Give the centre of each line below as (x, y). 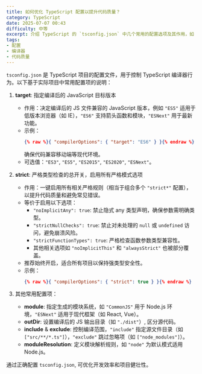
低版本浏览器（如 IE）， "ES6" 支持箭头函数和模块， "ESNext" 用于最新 (108, 115)
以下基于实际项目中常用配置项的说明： (64, 82)
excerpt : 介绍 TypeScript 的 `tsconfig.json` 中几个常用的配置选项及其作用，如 (100, 34)
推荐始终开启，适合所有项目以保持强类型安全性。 (85, 262)
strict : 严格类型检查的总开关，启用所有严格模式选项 (79, 174)
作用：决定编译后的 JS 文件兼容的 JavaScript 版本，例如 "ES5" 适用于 (110, 108)
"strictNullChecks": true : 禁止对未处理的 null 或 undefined (108, 225)
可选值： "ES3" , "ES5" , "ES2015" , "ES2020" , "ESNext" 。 (89, 162)
